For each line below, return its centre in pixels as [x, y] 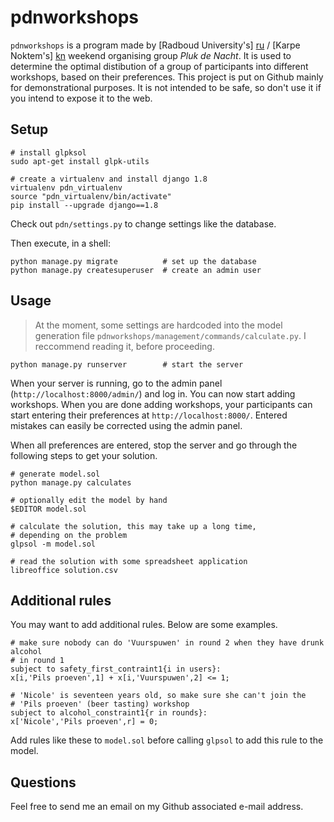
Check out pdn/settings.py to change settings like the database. [143, 223]
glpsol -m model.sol [53, 544]
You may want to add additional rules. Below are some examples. [144, 625]
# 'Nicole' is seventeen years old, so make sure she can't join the [158, 696]
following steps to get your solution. [84, 455]
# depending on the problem [69, 535]
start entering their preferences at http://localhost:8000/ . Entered [149, 415]
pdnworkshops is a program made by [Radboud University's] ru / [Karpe [155, 45]
